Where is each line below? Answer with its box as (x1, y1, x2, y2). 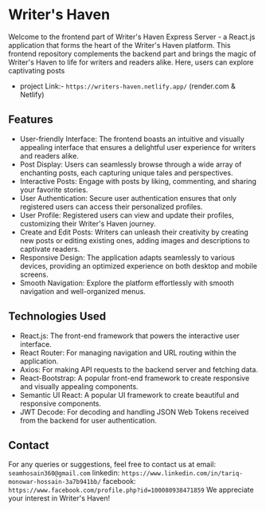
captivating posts (8, 65, 65, 75)
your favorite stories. (19, 185, 88, 195)
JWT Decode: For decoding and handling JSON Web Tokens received (19, 407, 249, 416)
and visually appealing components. (19, 381, 139, 391)
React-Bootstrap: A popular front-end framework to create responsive (19, 373, 250, 383)
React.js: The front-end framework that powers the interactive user (19, 331, 241, 340)
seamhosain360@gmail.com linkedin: (8, 468, 120, 478)
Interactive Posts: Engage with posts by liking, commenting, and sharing (19, 176, 257, 186)
